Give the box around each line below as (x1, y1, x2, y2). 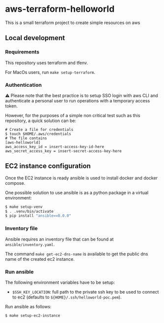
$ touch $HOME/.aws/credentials (5, 131, 71, 136)
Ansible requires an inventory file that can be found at (5, 236, 114, 242)
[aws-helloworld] (5, 140, 41, 145)
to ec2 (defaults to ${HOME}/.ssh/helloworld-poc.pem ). (12, 294, 122, 300)
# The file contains (5, 136, 48, 141)
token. (5, 103, 18, 109)
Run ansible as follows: (5, 303, 52, 309)
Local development (5, 34, 65, 42)
